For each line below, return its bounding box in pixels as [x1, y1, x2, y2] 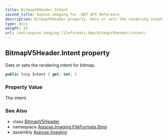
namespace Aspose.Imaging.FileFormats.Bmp [12, 124, 107, 130]
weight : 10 [5, 26, 28, 31]
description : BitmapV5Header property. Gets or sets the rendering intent [5, 16, 164, 21]
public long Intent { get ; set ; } [5, 72, 77, 77]
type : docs [5, 21, 28, 26]
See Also [5, 107, 27, 114]
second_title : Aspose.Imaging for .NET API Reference [5, 12, 120, 17]
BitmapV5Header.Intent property [5, 49, 110, 57]
